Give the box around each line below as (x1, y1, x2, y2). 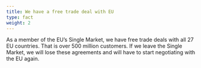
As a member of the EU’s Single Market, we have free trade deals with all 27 (6, 36, 194, 44)
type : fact (6, 14, 34, 20)
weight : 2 (6, 20, 31, 26)
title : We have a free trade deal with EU (6, 8, 114, 15)
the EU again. (6, 55, 40, 63)
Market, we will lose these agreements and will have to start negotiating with (6, 49, 196, 56)
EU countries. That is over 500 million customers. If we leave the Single (6, 42, 182, 50)
